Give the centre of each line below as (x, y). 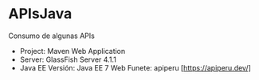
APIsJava (40, 14)
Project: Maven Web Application (73, 51)
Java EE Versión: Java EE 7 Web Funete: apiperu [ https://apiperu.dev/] (135, 67)
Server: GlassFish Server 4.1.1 (68, 59)
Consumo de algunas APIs (52, 36)
